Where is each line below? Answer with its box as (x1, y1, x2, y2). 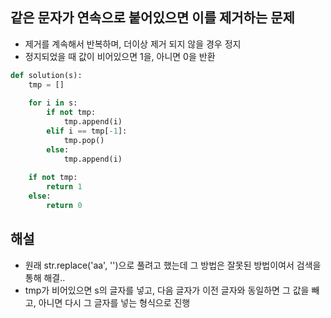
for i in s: (28, 98, 78, 108)
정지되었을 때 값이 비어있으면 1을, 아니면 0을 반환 (24, 50, 216, 62)
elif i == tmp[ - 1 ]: (46, 126, 128, 137)
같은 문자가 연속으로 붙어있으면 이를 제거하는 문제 (10, 9, 295, 27)
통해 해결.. (24, 271, 66, 283)
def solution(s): (10, 70, 83, 80)
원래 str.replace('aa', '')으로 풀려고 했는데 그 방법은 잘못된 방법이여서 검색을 (24, 259, 322, 271)
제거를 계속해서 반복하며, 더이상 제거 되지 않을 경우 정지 (24, 38, 242, 50)
